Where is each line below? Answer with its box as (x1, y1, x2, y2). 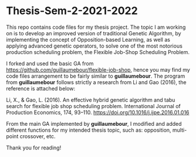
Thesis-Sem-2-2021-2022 (6, 4, 138, 18)
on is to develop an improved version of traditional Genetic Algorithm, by (6, 29, 181, 36)
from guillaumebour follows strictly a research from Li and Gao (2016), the (6, 78, 187, 86)
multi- (172, 126, 187, 133)
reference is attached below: (6, 85, 76, 92)
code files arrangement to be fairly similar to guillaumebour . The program (6, 72, 185, 79)
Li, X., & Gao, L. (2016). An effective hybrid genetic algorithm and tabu (6, 96, 175, 103)
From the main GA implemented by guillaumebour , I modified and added (6, 120, 182, 127)
